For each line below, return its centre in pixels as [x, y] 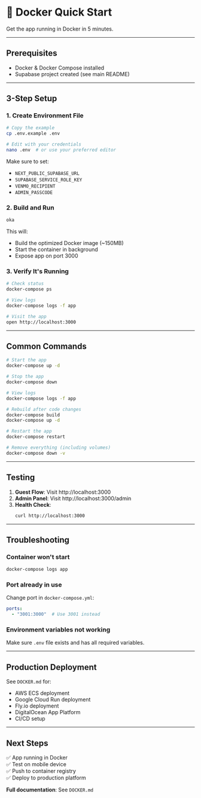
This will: [17, 232]
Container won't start [38, 557]
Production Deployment [51, 667]
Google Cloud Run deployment [53, 700]
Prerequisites [32, 53]
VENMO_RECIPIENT [35, 186]
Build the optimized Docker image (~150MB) [69, 243]
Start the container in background [57, 250]
